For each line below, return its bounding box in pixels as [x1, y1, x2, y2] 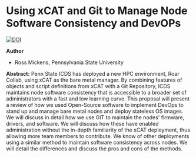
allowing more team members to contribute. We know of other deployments [6, 132, 190, 139]
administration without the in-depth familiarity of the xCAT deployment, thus [6, 126, 191, 133]
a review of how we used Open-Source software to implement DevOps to [6, 101, 184, 108]
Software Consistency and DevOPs [6, 16, 181, 30]
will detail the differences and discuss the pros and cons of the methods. [6, 145, 183, 152]
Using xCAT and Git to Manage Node [6, 4, 188, 18]
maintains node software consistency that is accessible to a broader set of [6, 89, 187, 96]
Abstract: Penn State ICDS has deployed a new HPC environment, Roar [6, 70, 180, 77]
